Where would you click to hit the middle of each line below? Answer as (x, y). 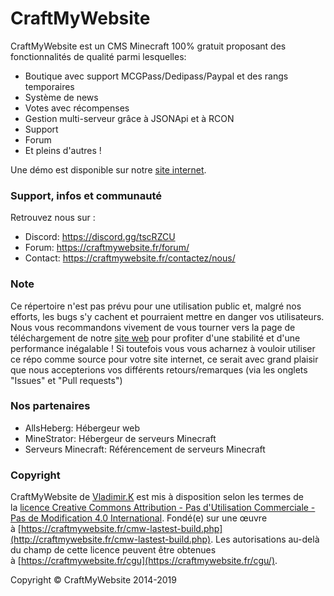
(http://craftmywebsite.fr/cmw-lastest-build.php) (111, 539)
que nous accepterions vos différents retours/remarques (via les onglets (159, 369)
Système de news (61, 97)
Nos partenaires (50, 406)
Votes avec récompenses (77, 108)
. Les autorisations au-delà (265, 539)
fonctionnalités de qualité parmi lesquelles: (98, 56)
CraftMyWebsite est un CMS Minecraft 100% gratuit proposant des (148, 46)
